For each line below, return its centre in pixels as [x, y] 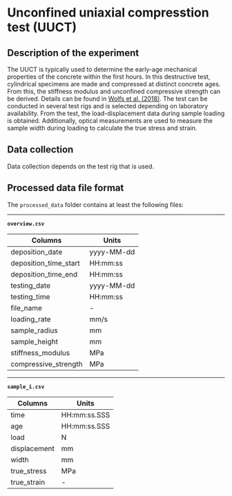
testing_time [30, 297]
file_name [27, 308]
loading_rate [31, 319]
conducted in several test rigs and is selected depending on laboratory [108, 106]
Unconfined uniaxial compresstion [108, 13]
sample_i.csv [26, 387]
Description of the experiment [73, 53]
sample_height [35, 341]
